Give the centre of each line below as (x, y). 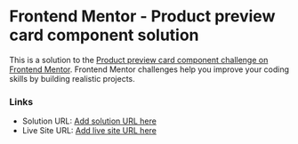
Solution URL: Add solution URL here (89, 121)
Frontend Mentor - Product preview (142, 16)
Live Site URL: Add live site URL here (89, 131)
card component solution (104, 35)
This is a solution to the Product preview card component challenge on (139, 60)
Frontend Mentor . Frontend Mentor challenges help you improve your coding (149, 69)
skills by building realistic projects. (72, 78)
